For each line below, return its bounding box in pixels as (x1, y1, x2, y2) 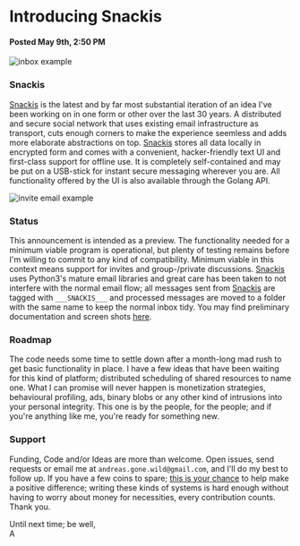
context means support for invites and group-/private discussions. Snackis (9, 263, 285, 274)
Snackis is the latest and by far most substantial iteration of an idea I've (9, 98, 272, 109)
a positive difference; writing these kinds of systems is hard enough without (9, 482, 289, 493)
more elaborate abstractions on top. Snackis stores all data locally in (9, 137, 261, 148)
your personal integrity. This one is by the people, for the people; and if (9, 401, 272, 413)
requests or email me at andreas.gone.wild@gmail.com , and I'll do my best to (9, 463, 288, 473)
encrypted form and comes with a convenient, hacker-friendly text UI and (9, 146, 281, 158)
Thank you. (9, 501, 51, 512)
